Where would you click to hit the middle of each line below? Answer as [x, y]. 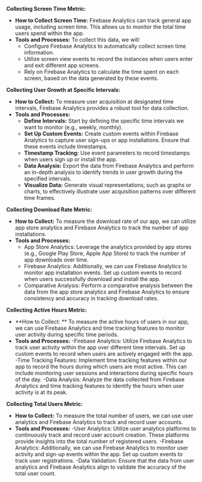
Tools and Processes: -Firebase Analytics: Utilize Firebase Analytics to [103, 341]
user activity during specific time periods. [67, 334]
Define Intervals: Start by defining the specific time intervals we [104, 121]
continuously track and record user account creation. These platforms [102, 435]
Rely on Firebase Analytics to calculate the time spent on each [101, 72]
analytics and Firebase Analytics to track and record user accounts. [99, 422]
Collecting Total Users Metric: [45, 404]
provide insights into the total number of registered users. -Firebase [99, 441]
